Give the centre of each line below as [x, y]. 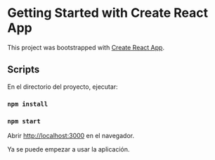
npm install [28, 104]
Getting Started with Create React [108, 13]
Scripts [24, 69]
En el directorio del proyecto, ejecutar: [63, 87]
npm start [24, 121]
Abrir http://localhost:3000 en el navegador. [71, 135]
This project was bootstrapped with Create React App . [86, 47]
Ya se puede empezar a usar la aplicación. [69, 149]
